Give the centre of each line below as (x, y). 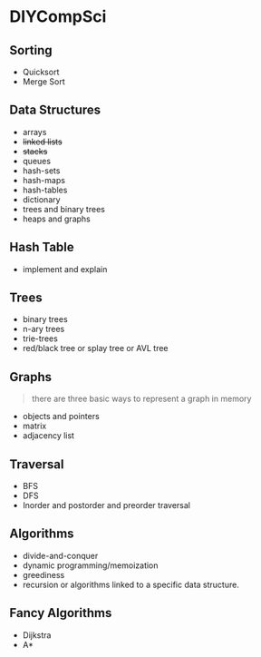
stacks (35, 151)
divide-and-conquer (60, 555)
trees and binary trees (64, 209)
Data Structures (55, 110)
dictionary (41, 199)
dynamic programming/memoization (90, 565)
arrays (34, 132)
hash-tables (45, 190)
